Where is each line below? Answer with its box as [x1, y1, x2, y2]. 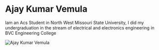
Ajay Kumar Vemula [5, 3, 88, 15]
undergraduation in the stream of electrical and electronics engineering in [5, 25, 155, 30]
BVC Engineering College [5, 30, 57, 36]
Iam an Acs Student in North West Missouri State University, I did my [5, 20, 144, 25]
